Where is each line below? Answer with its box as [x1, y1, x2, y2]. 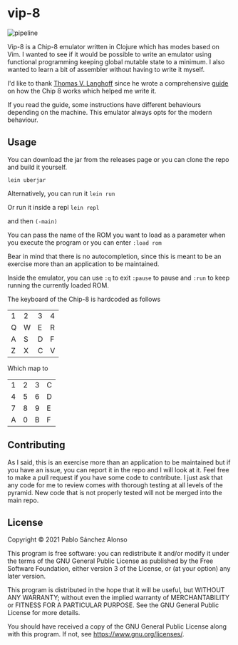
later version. [7, 572, 46, 581]
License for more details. [7, 609, 81, 617]
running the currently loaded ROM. [7, 280, 109, 290]
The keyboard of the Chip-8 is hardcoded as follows [7, 295, 161, 303]
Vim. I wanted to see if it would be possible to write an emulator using [7, 50, 212, 59]
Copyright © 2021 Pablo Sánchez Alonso [7, 535, 128, 544]
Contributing [7, 439, 66, 451]
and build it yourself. [7, 163, 68, 171]
